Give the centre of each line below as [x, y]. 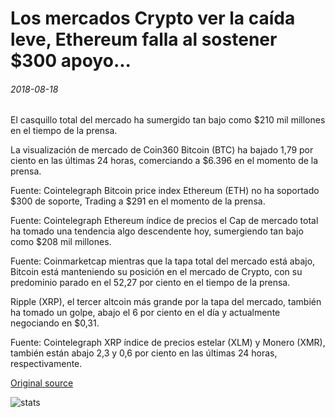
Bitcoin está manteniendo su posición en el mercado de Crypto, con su [156, 272]
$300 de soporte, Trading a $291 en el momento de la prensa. [138, 201]
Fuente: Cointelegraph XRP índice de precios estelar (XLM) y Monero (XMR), [168, 343]
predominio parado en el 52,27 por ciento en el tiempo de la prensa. [150, 283]
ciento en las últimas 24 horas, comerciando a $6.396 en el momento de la [164, 161]
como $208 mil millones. [61, 242]
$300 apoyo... [71, 61]
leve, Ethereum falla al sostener [144, 39]
